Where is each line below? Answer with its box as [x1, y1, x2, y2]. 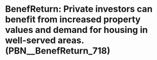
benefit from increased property [5, 14, 141, 25]
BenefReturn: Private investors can [5, 3, 153, 15]
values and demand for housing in [5, 25, 148, 35]
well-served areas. [5, 35, 84, 46]
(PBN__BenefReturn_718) [5, 45, 110, 57]
